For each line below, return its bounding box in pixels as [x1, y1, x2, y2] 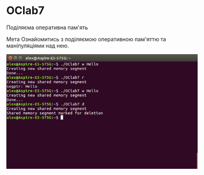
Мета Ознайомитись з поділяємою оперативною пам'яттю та [6, 35, 166, 43]
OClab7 [6, 4, 45, 18]
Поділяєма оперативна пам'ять [6, 24, 88, 31]
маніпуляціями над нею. [6, 42, 69, 49]
